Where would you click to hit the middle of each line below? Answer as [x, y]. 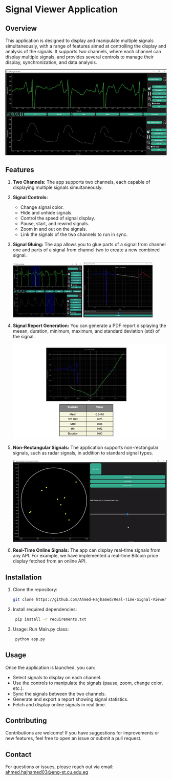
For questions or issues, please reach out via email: [59, 767]
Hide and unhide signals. [46, 213]
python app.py [30, 639]
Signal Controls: [30, 198]
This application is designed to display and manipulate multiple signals [80, 40]
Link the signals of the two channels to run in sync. [74, 234]
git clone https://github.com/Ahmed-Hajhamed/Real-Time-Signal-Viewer [90, 600]
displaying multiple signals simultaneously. [58, 187]
